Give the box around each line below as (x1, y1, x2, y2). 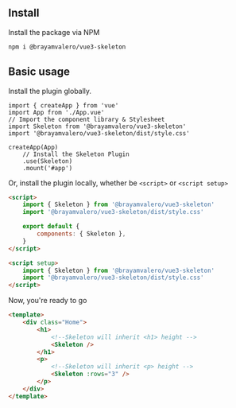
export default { (22, 223, 80, 231)
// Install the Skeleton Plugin (22, 150, 130, 158)
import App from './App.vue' (8, 108, 105, 116)
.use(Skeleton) (22, 157, 73, 165)
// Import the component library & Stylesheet (8, 115, 165, 123)
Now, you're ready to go (8, 296, 87, 305)
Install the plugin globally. (8, 86, 92, 95)
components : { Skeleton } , (37, 230, 126, 238)
